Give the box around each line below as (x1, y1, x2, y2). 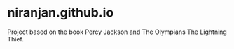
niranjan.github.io (7, 5, 114, 21)
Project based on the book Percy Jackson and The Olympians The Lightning (7, 28, 228, 36)
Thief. (7, 35, 25, 43)
